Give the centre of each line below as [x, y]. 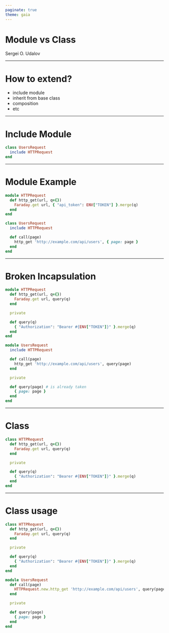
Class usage [31, 511]
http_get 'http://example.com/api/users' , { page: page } [76, 242]
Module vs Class [41, 40]
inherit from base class [36, 98]
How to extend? [39, 79]
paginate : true [21, 10]
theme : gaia [18, 15]
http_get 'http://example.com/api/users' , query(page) [73, 364]
